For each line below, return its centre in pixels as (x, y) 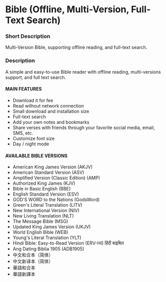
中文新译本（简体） (33, 262)
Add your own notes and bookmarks (51, 122)
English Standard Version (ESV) (46, 194)
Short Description (28, 36)
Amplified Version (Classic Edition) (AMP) (56, 178)
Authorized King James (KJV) (44, 183)
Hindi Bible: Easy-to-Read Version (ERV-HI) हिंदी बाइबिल (68, 243)
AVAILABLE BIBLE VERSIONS (37, 156)
